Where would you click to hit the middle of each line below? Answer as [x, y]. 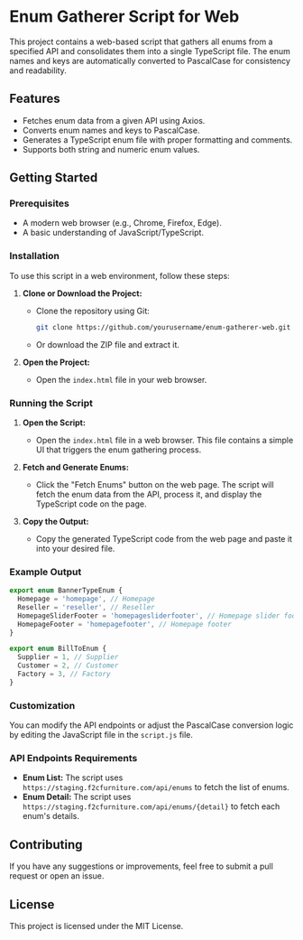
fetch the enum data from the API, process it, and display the [149, 494]
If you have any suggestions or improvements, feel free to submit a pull [141, 866]
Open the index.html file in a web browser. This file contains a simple [165, 440]
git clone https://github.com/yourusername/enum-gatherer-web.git [163, 327]
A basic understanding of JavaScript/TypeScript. [113, 233]
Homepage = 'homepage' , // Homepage [86, 599]
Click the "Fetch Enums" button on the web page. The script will [155, 484]
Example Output [46, 572]
